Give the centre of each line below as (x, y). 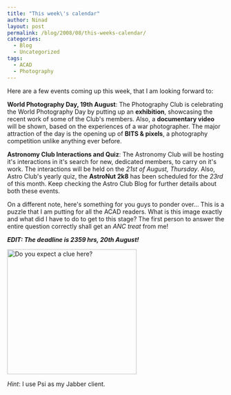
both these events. (34, 191)
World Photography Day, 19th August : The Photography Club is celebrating (115, 104)
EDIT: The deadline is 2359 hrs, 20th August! (73, 239)
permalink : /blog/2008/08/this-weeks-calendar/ (77, 33)
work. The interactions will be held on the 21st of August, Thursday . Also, (111, 169)
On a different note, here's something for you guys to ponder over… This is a (116, 204)
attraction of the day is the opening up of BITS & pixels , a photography (108, 133)
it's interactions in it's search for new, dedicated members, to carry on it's (112, 161)
